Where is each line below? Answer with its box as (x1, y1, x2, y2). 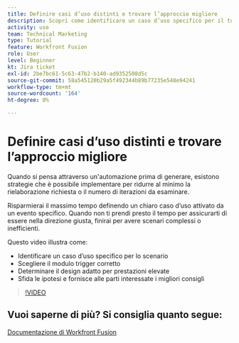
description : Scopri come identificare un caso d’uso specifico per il (7, 17, 224, 24)
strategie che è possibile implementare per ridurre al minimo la (7, 180, 191, 188)
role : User (7, 51, 40, 58)
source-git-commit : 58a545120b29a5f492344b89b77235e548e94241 (7, 76, 196, 84)
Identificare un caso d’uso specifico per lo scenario (17, 251, 169, 260)
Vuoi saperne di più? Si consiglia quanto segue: (7, 309, 223, 321)
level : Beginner (7, 57, 55, 64)
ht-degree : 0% (7, 97, 50, 104)
